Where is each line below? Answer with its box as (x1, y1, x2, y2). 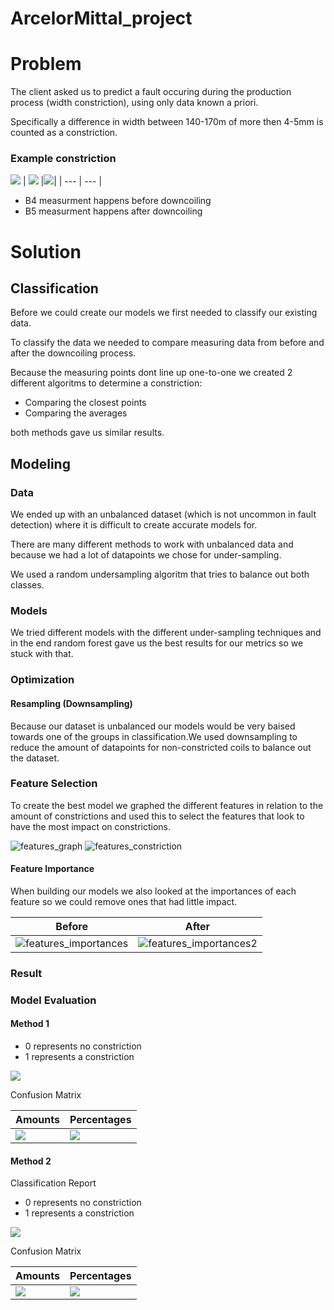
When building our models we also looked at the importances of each (10, 885, 297, 897)
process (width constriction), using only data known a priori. (10, 97, 259, 109)
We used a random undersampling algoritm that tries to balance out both (10, 568, 310, 581)
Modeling (10, 455, 71, 472)
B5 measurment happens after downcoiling (24, 205, 203, 217)
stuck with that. (10, 648, 74, 660)
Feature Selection (10, 777, 98, 791)
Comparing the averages (24, 407, 128, 419)
